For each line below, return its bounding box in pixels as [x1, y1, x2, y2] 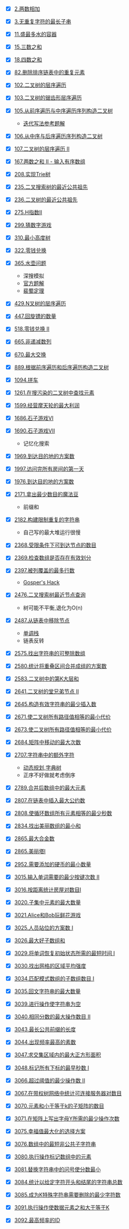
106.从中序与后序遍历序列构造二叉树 [14, 132, 103, 139]
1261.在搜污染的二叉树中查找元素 [14, 389, 95, 396]
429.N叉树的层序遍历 [14, 300, 67, 307]
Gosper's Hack [23, 579, 60, 586]
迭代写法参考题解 [23, 119, 65, 127]
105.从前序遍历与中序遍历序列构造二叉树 [14, 107, 114, 114]
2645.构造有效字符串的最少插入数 [14, 700, 97, 707]
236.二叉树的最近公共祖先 [14, 196, 78, 203]
